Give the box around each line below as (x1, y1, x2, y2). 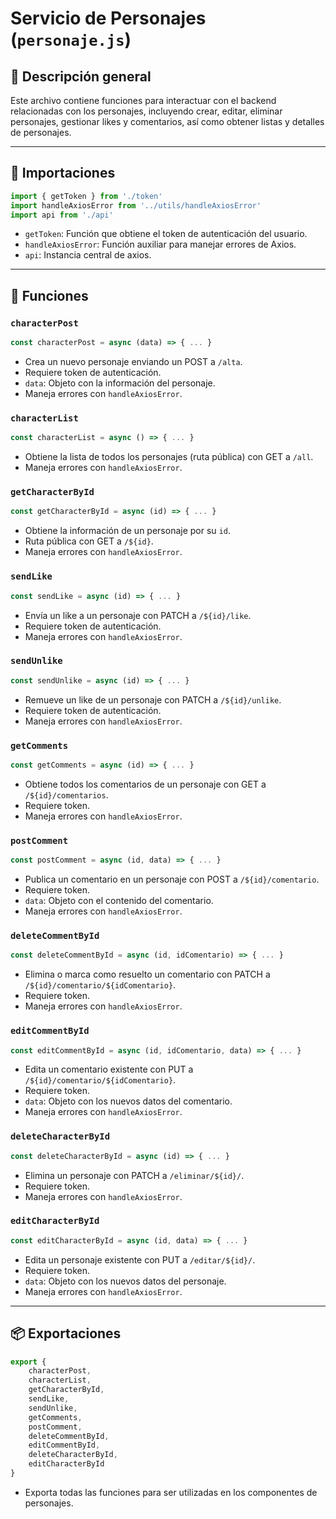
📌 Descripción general (10, 68, 152, 85)
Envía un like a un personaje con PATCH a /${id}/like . (24, 609, 252, 621)
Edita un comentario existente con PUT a (24, 1063, 194, 1076)
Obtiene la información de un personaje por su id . (24, 525, 231, 537)
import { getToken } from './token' (10, 191, 163, 201)
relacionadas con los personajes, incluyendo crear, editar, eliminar (10, 105, 283, 117)
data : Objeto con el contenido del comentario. (24, 895, 214, 907)
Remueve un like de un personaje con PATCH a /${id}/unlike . (24, 693, 282, 706)
